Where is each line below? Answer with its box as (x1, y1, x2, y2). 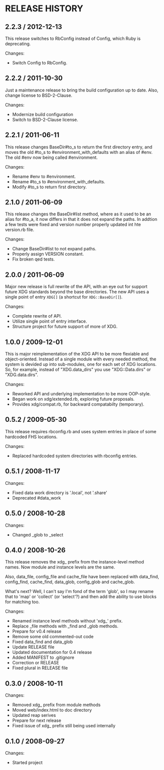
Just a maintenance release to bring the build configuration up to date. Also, (5, 87, 159, 93)
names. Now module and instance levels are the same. (5, 564, 115, 570)
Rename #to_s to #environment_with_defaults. (12, 178, 105, 184)
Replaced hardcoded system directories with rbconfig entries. (12, 453, 138, 459)
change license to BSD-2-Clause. (5, 92, 72, 98)
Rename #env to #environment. (12, 173, 76, 179)
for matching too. (5, 599, 40, 605)
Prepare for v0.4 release (12, 628, 62, 634)
